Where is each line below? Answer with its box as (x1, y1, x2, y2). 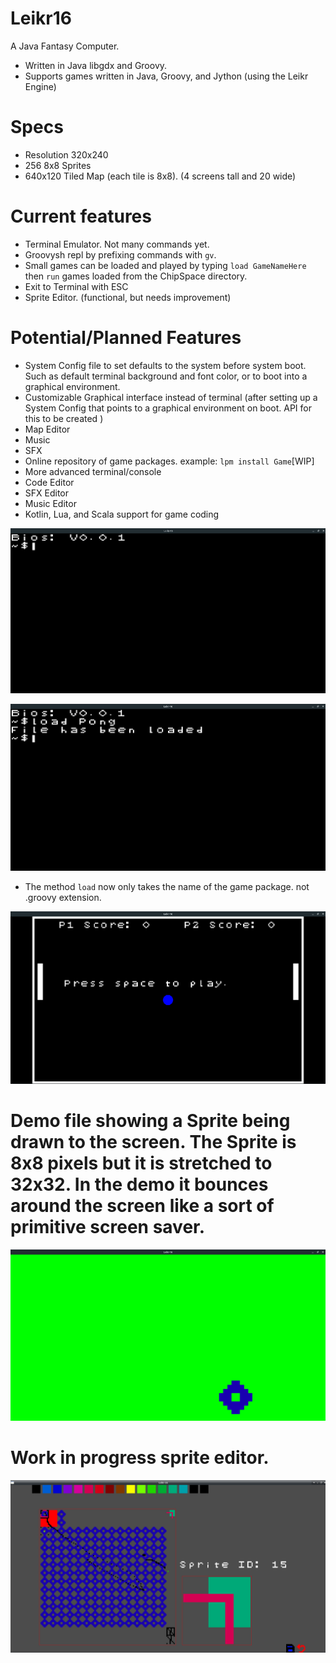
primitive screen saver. (10, 1215, 206, 1238)
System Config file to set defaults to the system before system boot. (24, 359, 307, 371)
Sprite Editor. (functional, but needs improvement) (24, 291, 232, 303)
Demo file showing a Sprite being (10, 1109, 291, 1132)
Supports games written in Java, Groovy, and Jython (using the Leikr (24, 70, 309, 82)
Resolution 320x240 (24, 148, 109, 161)
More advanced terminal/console (24, 465, 162, 477)
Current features (10, 205, 152, 228)
